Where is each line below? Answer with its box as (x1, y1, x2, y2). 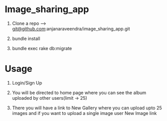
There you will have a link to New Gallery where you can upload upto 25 (12, 105, 162, 111)
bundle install (12, 35, 40, 42)
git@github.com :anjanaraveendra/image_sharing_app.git (12, 25, 130, 31)
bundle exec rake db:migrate (12, 45, 72, 51)
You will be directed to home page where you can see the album (12, 90, 146, 96)
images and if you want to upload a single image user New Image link (12, 110, 157, 116)
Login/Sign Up (12, 79, 43, 86)
